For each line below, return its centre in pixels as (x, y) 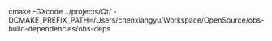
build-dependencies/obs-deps (60, 29)
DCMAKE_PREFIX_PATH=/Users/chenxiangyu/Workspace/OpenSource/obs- (136, 20)
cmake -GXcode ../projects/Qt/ (60, 12)
